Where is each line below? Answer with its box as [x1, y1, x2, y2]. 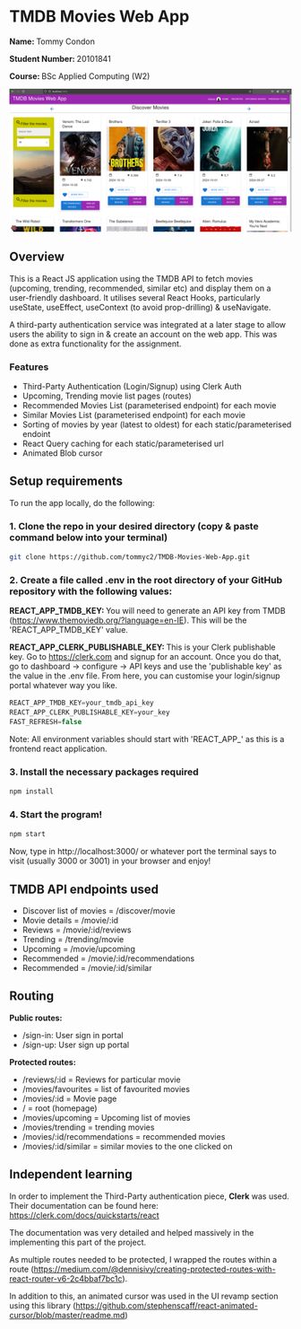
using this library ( [9, 1299, 76, 1311]
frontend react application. [9, 743, 107, 754]
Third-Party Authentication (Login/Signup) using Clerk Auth [21, 381, 242, 391]
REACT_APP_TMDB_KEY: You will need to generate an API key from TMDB [9, 606, 286, 616]
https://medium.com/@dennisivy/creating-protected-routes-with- [33, 1263, 276, 1274]
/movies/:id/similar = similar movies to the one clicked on [21, 1141, 233, 1151]
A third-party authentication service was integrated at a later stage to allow [9, 319, 287, 329]
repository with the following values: [9, 585, 173, 598]
